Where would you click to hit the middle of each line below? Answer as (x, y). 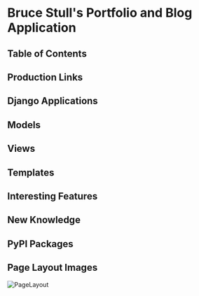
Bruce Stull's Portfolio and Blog (100, 13)
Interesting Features (53, 196)
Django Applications (53, 101)
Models (24, 125)
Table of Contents (47, 54)
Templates (31, 172)
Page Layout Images (53, 268)
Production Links (45, 77)
